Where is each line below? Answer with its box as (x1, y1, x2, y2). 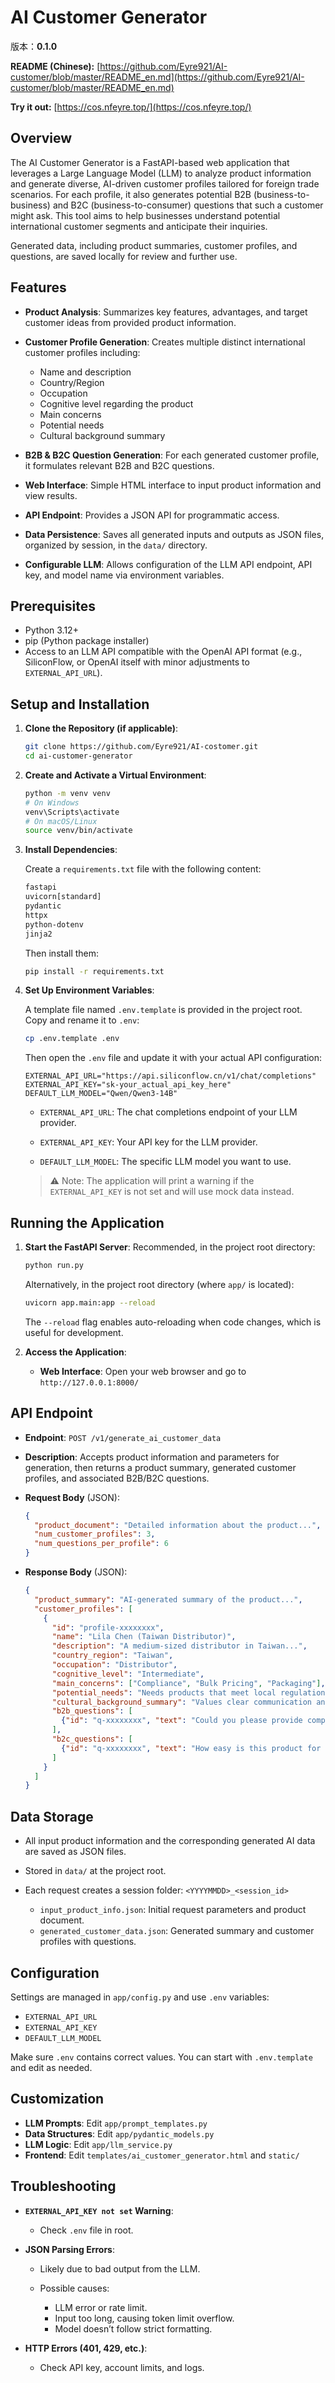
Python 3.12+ (24, 624, 79, 636)
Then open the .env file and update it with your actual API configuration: (24, 1052, 323, 1064)
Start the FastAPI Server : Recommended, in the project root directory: (24, 1241, 316, 1253)
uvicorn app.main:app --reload (24, 1298, 156, 1308)
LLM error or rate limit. (54, 2301, 148, 2313)
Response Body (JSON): (24, 1566, 128, 1578)
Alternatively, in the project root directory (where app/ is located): (24, 1279, 295, 1290)
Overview (10, 130, 73, 147)
